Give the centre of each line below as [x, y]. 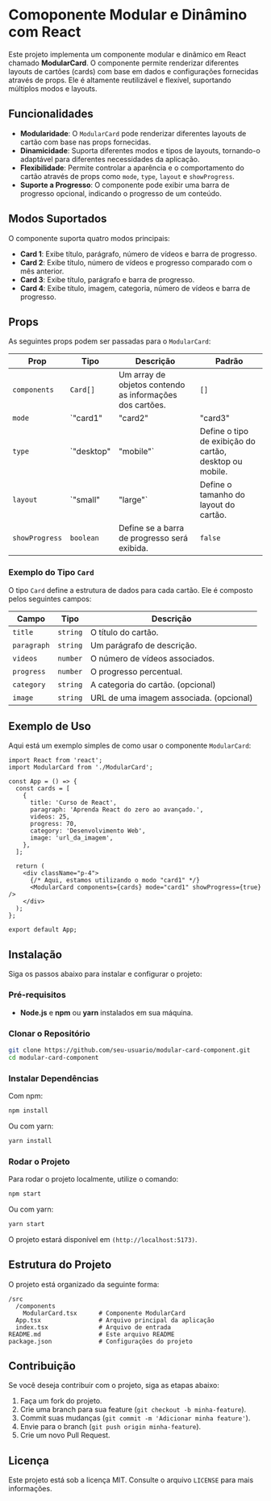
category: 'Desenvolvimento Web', [88, 831]
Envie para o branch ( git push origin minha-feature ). [110, 1427]
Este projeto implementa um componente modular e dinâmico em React [127, 54]
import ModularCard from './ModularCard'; [81, 768]
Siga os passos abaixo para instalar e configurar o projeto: [105, 974]
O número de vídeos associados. [152, 658]
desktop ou [221, 461]
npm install [28, 1111]
